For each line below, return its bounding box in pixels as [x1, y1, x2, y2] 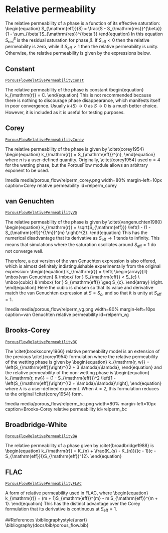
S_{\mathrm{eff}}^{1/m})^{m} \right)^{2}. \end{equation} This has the [5, 230, 148, 236]
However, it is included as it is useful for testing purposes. [5, 109, 125, 115]
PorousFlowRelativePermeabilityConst [5, 78, 84, 83]
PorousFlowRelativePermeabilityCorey [5, 137, 84, 142]
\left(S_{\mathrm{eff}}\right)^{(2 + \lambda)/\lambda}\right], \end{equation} [5, 380, 162, 386]
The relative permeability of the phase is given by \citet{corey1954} [5, 146, 144, 152]
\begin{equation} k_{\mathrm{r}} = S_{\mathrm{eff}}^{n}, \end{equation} [5, 151, 155, 157]
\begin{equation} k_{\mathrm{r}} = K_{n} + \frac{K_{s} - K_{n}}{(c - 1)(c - [5, 448, 156, 454]
